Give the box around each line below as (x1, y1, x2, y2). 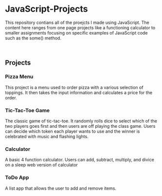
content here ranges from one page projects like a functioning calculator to (5, 24, 156, 30)
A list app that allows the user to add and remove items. (5, 185, 117, 191)
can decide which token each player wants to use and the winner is (5, 128, 140, 134)
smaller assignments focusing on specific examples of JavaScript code (5, 30, 148, 36)
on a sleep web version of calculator (5, 162, 78, 168)
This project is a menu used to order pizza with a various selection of (5, 84, 144, 90)
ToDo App (5, 174, 29, 181)
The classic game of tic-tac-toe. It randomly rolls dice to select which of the (5, 118, 157, 124)
